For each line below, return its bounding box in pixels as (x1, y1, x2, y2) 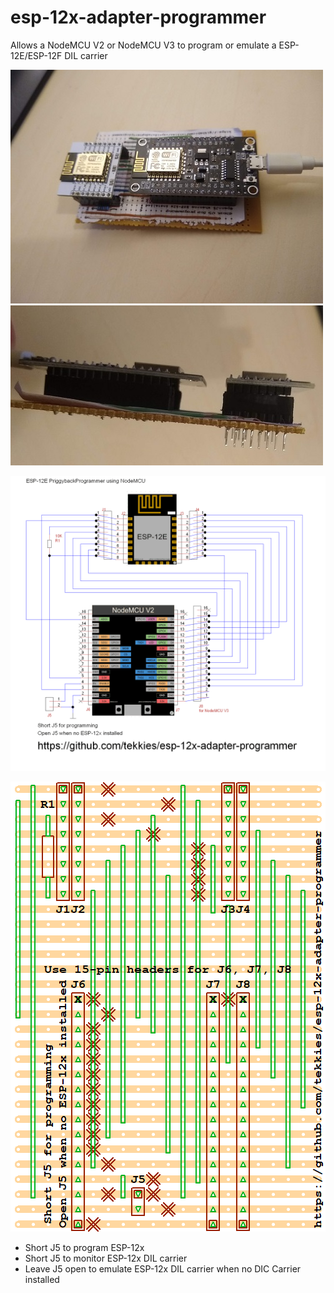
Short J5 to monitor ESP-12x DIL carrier (24, 1252, 188, 1265)
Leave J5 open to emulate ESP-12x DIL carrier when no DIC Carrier (24, 1263, 302, 1275)
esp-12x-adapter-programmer (10, 6, 267, 29)
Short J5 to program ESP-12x (24, 1242, 145, 1254)
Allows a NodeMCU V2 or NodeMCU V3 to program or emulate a (10, 39, 277, 51)
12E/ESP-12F (10, 49, 63, 61)
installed (24, 1274, 60, 1286)
